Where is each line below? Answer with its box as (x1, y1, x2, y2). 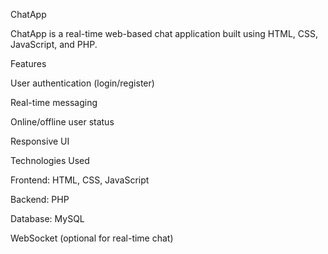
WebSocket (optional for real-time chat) (10, 232, 174, 244)
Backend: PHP (10, 194, 70, 205)
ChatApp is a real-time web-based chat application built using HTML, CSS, (10, 28, 318, 39)
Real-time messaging (10, 97, 98, 108)
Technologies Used (10, 155, 90, 166)
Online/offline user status (10, 116, 115, 128)
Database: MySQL (10, 213, 85, 224)
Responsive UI (10, 135, 70, 147)
